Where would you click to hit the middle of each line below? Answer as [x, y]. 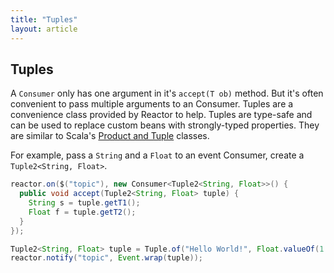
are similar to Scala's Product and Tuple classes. [110, 136]
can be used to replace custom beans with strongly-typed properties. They [165, 125]
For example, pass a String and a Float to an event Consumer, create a [157, 155]
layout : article [44, 29]
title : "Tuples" [44, 19]
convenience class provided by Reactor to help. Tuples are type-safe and [161, 115]
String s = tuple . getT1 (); [84, 203]
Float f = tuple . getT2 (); [82, 212]
